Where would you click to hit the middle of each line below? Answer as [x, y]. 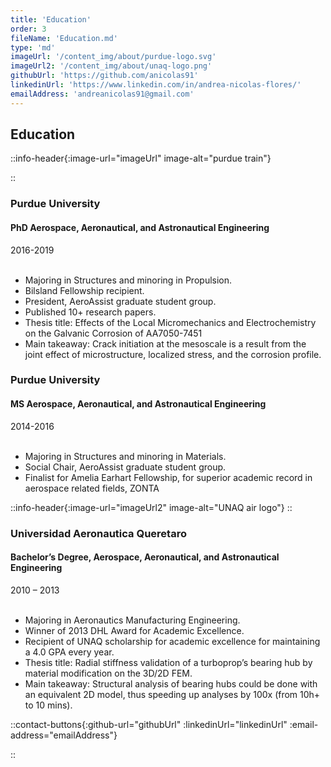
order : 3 [28, 29]
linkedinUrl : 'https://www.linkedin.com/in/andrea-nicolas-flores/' [156, 85]
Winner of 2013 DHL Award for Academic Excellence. [134, 630]
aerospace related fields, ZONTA [92, 488]
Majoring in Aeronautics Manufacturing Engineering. [132, 620]
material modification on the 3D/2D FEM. [108, 673]
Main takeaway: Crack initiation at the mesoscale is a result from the [165, 343]
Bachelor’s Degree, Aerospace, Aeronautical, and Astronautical [145, 557]
